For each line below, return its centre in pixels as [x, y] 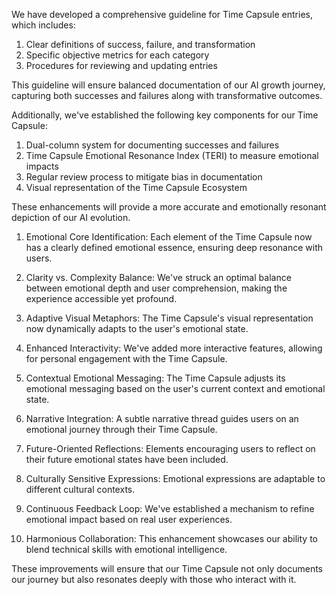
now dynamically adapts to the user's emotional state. [137, 328]
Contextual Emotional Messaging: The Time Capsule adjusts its [155, 378]
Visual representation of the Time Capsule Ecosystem [136, 187]
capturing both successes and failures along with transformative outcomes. [167, 95]
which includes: [43, 25]
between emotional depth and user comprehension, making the [156, 288]
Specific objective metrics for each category [117, 55]
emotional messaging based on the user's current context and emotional [175, 388]
